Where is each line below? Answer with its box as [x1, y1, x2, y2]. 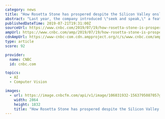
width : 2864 [14, 97, 38, 102]
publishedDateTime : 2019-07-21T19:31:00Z [5, 21, 91, 26]
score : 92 [5, 44, 26, 48]
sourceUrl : [5, 25, 27, 30]
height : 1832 [14, 102, 41, 107]
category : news [5, 7, 36, 12]
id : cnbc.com [9, 62, 36, 67]
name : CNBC [9, 57, 32, 62]
